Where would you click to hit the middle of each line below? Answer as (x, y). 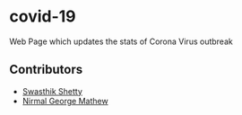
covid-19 (43, 17)
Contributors (46, 70)
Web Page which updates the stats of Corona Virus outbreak (121, 41)
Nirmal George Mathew (65, 101)
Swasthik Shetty (52, 91)
